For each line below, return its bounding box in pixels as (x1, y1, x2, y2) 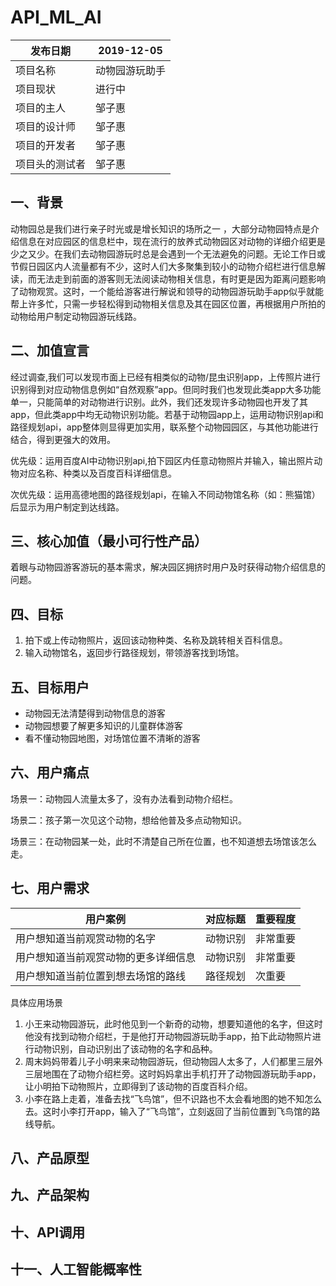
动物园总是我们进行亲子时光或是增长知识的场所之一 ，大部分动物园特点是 (10, 222, 311, 235)
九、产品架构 (10, 1187, 90, 1204)
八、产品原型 (10, 1150, 90, 1167)
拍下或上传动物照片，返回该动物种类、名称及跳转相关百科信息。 (24, 634, 288, 646)
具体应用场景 (10, 996, 63, 1008)
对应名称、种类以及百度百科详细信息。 (18, 467, 177, 479)
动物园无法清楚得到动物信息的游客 (24, 707, 166, 719)
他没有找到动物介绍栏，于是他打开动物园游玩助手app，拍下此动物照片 (24, 1030, 313, 1042)
